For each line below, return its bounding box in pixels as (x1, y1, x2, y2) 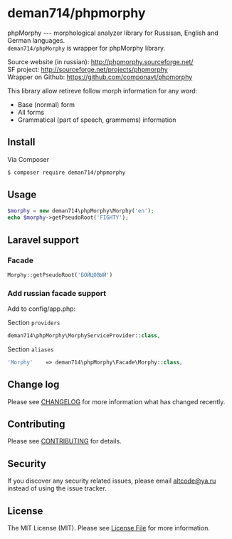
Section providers (7, 319, 60, 327)
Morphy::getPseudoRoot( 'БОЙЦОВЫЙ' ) (7, 271, 113, 279)
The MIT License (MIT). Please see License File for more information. (7, 524, 210, 533)
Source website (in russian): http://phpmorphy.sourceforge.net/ (7, 57, 194, 66)
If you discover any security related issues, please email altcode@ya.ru (7, 476, 216, 486)
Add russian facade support (7, 288, 107, 298)
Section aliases (7, 344, 54, 354)
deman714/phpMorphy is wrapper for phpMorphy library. (7, 43, 166, 52)
